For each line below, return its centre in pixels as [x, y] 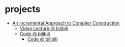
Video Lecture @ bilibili [44, 28]
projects [23, 9]
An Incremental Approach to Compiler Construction [66, 23]
